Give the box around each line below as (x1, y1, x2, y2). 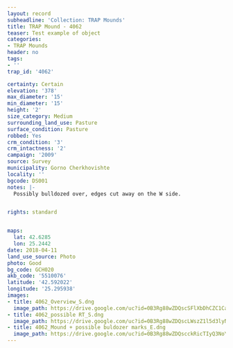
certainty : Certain (7, 80, 64, 87)
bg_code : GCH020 (7, 266, 54, 273)
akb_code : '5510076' (7, 272, 67, 279)
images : (7, 292, 30, 299)
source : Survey (7, 158, 51, 165)
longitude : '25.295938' (7, 286, 76, 293)
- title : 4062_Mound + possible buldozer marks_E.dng (7, 324, 166, 331)
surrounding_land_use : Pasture (7, 119, 98, 126)
